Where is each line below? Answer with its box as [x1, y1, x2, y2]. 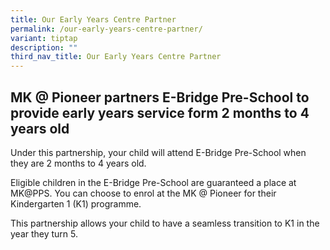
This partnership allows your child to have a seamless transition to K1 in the [10, 217, 320, 229]
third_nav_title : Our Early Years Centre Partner [10, 52, 222, 62]
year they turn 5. [10, 227, 79, 240]
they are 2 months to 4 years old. [10, 157, 147, 169]
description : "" [10, 42, 78, 53]
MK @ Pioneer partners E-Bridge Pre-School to [10, 89, 310, 106]
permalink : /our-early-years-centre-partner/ [10, 24, 203, 34]
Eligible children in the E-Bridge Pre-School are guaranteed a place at [10, 176, 297, 188]
